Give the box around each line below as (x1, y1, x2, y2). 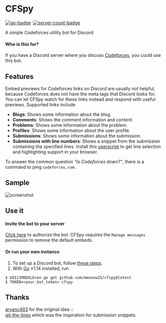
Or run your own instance (5, 248, 60, 254)
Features (5, 72, 34, 81)
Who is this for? (5, 41, 39, 47)
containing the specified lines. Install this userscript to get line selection (12, 143, 161, 149)
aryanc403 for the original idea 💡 (5, 306, 74, 312)
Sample (5, 178, 30, 187)
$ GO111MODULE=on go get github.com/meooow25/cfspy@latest (5, 275, 132, 280)
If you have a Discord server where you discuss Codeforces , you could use (5, 52, 161, 58)
